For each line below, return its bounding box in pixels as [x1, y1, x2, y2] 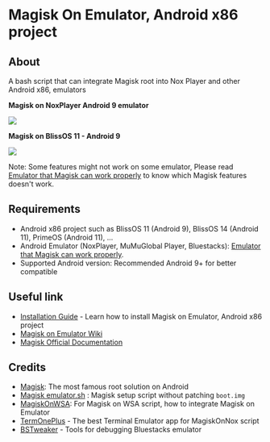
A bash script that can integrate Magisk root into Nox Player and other [8, 77, 240, 85]
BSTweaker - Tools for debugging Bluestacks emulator [19, 425, 202, 435]
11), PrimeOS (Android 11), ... [19, 232, 114, 242]
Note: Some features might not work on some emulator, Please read [8, 162, 234, 171]
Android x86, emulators [8, 85, 86, 94]
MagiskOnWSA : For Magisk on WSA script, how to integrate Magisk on [19, 399, 255, 409]
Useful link [8, 290, 64, 304]
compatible [19, 266, 58, 276]
